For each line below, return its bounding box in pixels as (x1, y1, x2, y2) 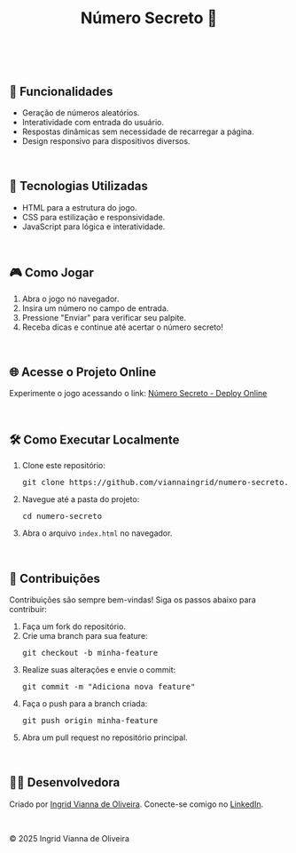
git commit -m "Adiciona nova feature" (21, 682, 196, 692)
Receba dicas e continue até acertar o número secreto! (21, 322, 224, 332)
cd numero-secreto (21, 511, 103, 522)
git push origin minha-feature (21, 715, 159, 726)
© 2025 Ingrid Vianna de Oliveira (9, 833, 130, 843)
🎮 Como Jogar (9, 266, 95, 281)
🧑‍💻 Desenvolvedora (9, 775, 121, 790)
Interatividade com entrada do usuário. (21, 117, 164, 127)
